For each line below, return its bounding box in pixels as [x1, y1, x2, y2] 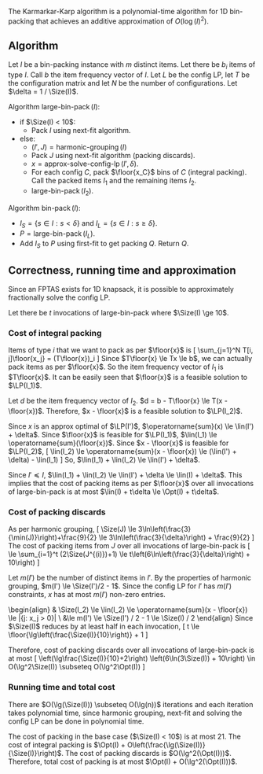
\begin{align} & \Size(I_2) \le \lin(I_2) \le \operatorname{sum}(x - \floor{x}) [8, 605, 248, 614]
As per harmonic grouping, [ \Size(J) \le [8, 525, 137, 534]
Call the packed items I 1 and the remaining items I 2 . [31, 176, 197, 187]
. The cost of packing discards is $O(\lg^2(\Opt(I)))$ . [61, 748, 232, 757]
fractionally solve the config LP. [8, 293, 111, 302]
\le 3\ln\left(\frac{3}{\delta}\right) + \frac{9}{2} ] [98, 533, 255, 542]
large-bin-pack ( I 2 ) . [31, 186, 94, 197]
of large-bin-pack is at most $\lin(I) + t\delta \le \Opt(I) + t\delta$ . [8, 487, 220, 496]
